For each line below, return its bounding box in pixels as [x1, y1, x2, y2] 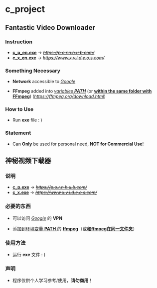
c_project [5, 3, 45, 15]
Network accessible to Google [12, 79, 76, 85]
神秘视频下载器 [5, 157, 51, 165]
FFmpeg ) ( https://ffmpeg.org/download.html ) [12, 94, 106, 99]
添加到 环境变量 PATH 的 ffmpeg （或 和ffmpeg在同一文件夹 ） [12, 225, 138, 232]
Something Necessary [5, 67, 61, 74]
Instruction [5, 38, 33, 45]
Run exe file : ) [12, 117, 42, 123]
